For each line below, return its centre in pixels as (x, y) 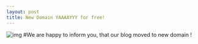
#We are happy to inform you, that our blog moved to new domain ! (108, 34)
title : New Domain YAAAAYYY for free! (56, 17)
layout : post (23, 12)
